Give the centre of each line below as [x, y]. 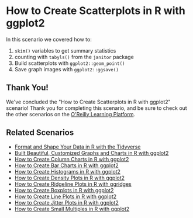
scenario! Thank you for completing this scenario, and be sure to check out [96, 108]
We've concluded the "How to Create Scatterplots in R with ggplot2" [88, 102]
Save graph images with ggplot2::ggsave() [66, 69]
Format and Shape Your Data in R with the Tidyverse [77, 147]
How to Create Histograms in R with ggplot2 [68, 171]
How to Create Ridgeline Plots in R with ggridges [73, 184]
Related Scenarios [40, 133]
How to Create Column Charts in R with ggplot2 [72, 159]
